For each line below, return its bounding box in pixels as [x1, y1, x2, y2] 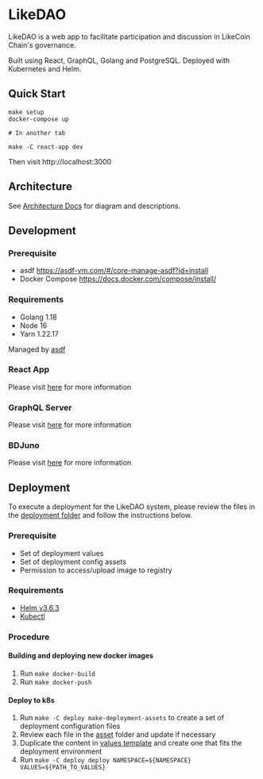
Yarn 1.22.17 [19, 329, 60, 338]
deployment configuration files [19, 721, 121, 731]
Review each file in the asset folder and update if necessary [19, 730, 216, 739]
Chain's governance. [8, 40, 77, 49]
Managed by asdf [8, 344, 66, 354]
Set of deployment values [19, 548, 104, 557]
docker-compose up [8, 115, 69, 123]
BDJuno [8, 440, 40, 451]
